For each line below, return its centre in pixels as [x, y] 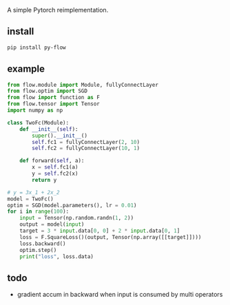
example [26, 69]
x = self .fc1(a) [55, 167]
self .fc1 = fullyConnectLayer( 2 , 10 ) [86, 142]
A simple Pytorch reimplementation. [58, 10]
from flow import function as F [53, 98]
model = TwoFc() [30, 199]
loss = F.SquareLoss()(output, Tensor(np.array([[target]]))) [111, 237]
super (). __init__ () [60, 136]
